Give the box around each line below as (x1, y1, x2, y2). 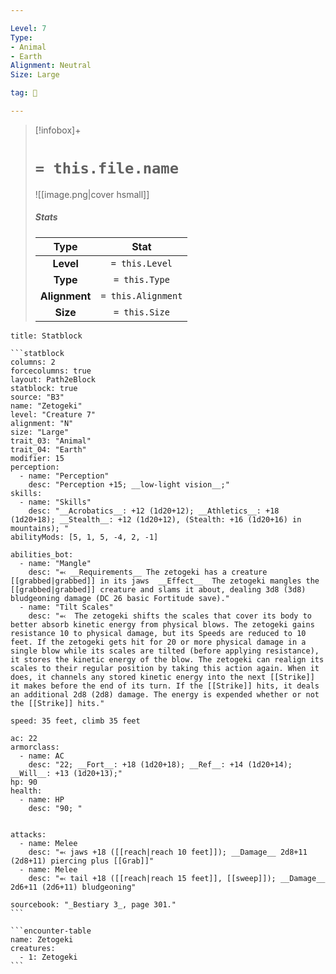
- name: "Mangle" (19, 558, 92, 568)
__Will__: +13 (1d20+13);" (10, 768, 123, 778)
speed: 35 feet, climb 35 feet (10, 716, 141, 726)
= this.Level (110, 257, 173, 269)
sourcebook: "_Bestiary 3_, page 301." (10, 899, 177, 910)
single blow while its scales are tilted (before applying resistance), (10, 646, 320, 656)
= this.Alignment (100, 290, 183, 301)
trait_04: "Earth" (10, 444, 87, 455)
